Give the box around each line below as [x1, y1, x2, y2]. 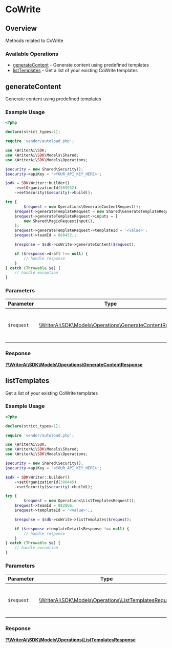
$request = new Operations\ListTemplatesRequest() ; [24, 498, 137, 504]
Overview [5, 24, 37, 33]
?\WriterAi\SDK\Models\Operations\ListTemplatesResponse [5, 636, 136, 643]
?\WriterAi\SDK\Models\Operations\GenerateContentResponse [5, 361, 143, 368]
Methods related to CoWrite [5, 37, 63, 44]
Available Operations [5, 50, 59, 57]
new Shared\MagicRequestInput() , [24, 219, 95, 224]
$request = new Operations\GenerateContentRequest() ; [24, 204, 141, 209]
